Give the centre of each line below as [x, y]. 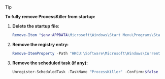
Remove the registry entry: [40, 44]
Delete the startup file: [36, 26]
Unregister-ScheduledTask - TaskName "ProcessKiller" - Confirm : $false [85, 72]
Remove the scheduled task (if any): [50, 63]
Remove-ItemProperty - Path [40, 53]
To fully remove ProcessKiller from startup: [50, 16]
